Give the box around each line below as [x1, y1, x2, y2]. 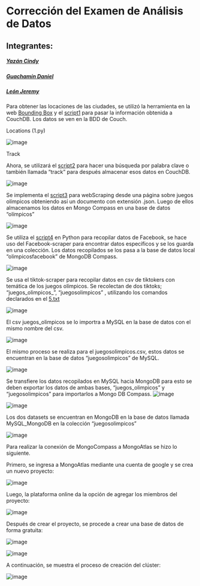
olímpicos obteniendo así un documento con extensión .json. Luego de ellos [6, 198, 194, 205]
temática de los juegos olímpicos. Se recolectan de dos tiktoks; [6, 283, 162, 290]
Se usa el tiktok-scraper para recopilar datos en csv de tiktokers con [6, 276, 175, 283]
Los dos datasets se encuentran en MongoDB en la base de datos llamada [6, 413, 190, 421]
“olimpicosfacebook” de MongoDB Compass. [6, 253, 118, 260]
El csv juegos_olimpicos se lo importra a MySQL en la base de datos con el [6, 319, 191, 326]
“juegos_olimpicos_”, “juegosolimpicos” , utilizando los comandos [6, 289, 168, 296]
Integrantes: [6, 41, 53, 51]
